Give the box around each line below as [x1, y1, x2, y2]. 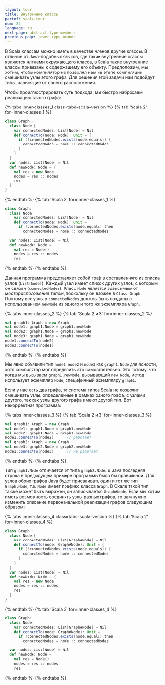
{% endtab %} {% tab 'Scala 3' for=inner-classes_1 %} [5, 196, 116, 202]
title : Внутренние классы [5, 12, 58, 17]
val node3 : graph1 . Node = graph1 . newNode [5, 334, 92, 339]
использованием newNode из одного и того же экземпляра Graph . [5, 301, 140, 307]
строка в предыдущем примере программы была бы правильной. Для [5, 472, 155, 478]
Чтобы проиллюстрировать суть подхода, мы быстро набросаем [5, 89, 143, 95]
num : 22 [5, 21, 21, 26]
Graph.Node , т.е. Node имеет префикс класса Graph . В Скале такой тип [5, 483, 149, 489]
